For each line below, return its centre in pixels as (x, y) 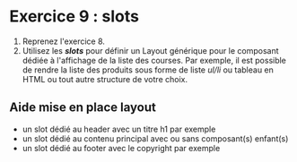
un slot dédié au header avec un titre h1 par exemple (119, 129)
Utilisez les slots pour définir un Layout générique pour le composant (150, 50)
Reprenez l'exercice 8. (64, 41)
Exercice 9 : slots (74, 17)
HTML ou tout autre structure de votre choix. (105, 79)
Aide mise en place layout (83, 108)
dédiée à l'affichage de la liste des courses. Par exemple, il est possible (154, 60)
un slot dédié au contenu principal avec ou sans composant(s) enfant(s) (155, 138)
